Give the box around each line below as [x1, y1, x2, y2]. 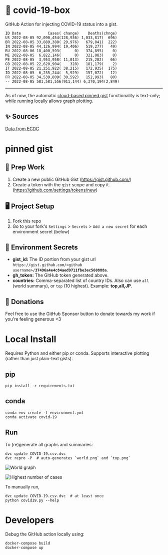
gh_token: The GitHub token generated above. [12, 272, 109, 279]
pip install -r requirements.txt [5, 383, 75, 388]
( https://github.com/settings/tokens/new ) [12, 187, 98, 193]
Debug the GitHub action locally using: [5, 531, 85, 537]
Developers [5, 514, 54, 525]
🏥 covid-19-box [5, 5, 70, 16]
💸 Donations [5, 298, 44, 306]
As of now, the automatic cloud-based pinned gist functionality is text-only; [5, 92, 160, 98]
